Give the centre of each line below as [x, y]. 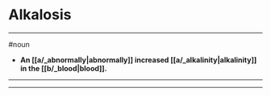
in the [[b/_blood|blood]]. [63, 68]
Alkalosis [40, 15]
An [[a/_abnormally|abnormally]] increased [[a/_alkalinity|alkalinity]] [138, 60]
